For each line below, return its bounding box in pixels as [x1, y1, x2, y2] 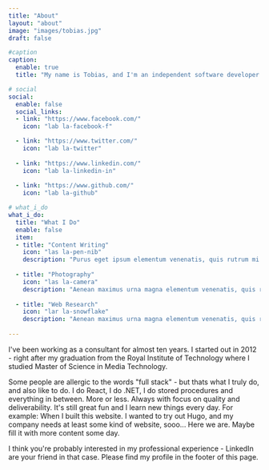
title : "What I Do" [15, 218, 81, 227]
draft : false [8, 34, 52, 42]
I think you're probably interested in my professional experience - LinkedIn [8, 444, 254, 453]
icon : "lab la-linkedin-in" [22, 167, 116, 175]
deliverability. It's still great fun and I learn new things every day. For [8, 402, 234, 412]
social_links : [15, 107, 62, 116]
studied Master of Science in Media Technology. [8, 361, 168, 371]
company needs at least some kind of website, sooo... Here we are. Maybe [8, 420, 255, 429]
